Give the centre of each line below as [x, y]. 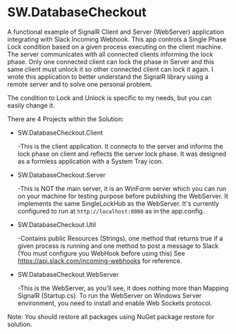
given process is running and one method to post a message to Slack [118, 246]
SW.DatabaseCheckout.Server [61, 175]
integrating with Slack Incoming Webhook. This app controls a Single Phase [117, 39]
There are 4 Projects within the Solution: [66, 119]
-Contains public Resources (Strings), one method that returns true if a [120, 238]
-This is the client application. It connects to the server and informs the [120, 146]
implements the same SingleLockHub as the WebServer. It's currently [118, 203]
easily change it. [31, 105]
